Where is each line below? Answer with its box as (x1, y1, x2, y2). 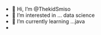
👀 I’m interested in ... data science (11, 12, 95, 19)
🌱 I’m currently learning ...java (11, 18, 85, 24)
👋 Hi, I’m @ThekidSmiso (11, 6, 71, 12)
